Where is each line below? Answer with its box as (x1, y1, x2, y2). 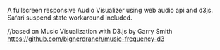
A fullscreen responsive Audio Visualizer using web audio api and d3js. (7, 6, 214, 14)
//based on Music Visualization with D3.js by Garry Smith (7, 27, 173, 35)
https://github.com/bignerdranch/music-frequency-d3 (7, 35, 165, 43)
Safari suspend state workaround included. (7, 13, 133, 22)
